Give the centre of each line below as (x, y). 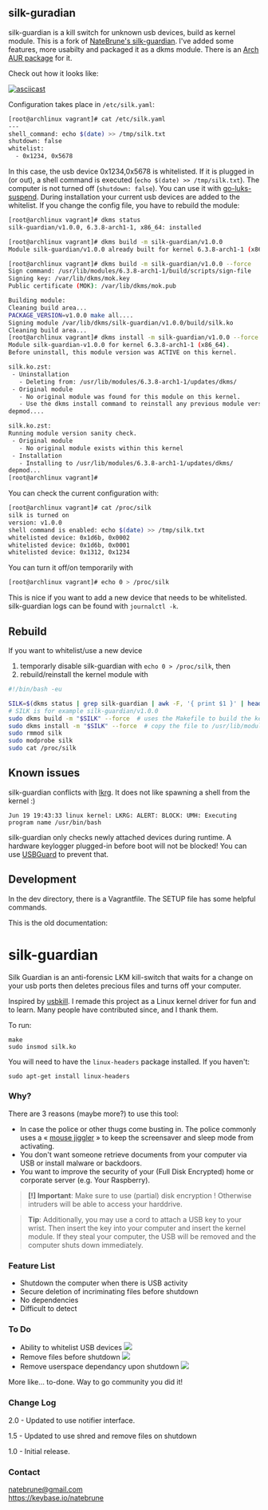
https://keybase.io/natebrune (56, 1498)
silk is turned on (39, 516)
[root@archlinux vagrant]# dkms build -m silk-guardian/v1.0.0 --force (130, 264)
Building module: (37, 301)
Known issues (44, 773)
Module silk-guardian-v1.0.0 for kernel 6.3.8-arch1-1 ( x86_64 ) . (119, 345)
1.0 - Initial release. (39, 1451)
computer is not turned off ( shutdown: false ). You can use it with (115, 189)
